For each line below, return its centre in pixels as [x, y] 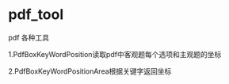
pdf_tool [36, 15]
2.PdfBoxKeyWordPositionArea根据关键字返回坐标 [90, 71]
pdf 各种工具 [29, 37]
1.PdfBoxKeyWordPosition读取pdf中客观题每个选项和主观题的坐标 [115, 54]
